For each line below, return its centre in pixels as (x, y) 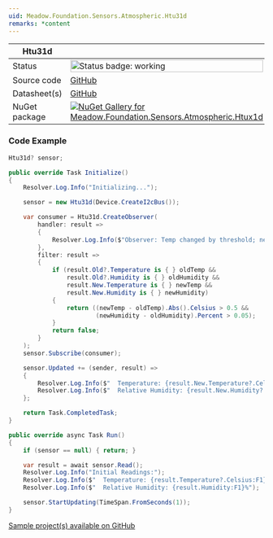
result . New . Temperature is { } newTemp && (139, 286)
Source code (37, 80)
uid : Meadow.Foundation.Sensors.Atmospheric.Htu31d (97, 16)
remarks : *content (39, 24)
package (29, 116)
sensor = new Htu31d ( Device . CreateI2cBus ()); (102, 203)
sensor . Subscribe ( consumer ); (72, 353)
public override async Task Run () (67, 435)
